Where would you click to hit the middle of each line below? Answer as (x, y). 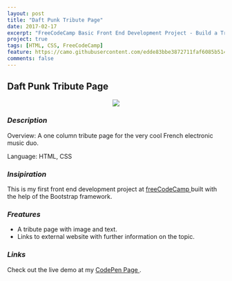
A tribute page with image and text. (67, 229)
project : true (28, 39)
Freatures (24, 215)
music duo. (23, 143)
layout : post (26, 13)
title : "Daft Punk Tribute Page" (55, 20)
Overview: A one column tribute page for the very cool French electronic (110, 135)
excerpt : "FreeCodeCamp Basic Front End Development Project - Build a (112, 33)
